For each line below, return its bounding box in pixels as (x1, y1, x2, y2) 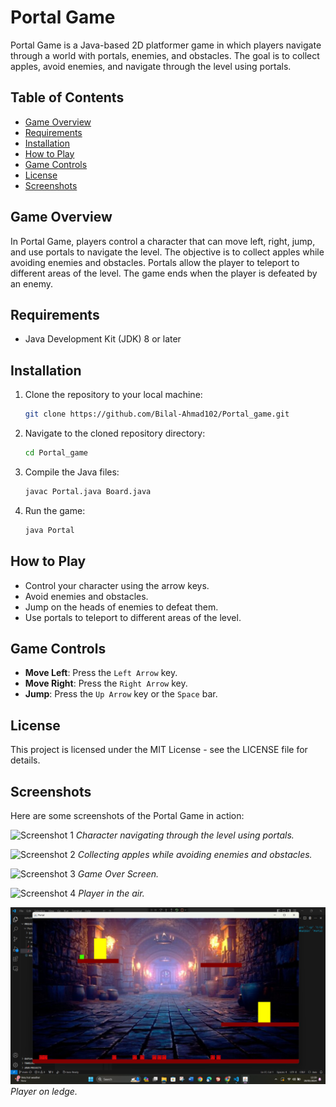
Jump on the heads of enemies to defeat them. (24, 601, 219, 613)
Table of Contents (10, 89, 125, 106)
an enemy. (10, 277, 54, 290)
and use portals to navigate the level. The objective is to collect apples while (10, 246, 325, 258)
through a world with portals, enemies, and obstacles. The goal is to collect (10, 49, 320, 61)
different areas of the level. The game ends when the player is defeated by (10, 267, 318, 279)
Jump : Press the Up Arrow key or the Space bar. (24, 688, 218, 700)
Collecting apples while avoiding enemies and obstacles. (77, 848, 313, 860)
